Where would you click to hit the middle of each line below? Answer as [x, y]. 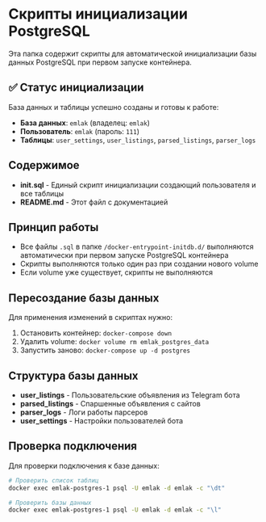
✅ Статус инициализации [76, 88]
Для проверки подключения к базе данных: [84, 465]
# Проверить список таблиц [54, 480]
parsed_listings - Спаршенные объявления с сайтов [110, 404]
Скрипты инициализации [98, 14]
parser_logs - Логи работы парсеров [84, 412]
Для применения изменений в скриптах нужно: [91, 318]
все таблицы [42, 193]
